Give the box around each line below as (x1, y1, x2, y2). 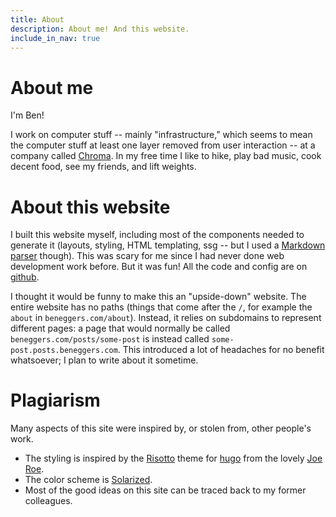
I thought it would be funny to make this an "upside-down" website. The (10, 291, 307, 303)
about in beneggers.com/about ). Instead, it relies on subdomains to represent (10, 312, 322, 324)
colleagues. (24, 495, 73, 507)
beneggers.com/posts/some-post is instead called (10, 333, 210, 345)
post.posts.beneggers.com (10, 346, 118, 356)
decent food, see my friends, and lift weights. (10, 161, 197, 173)
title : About (10, 14, 65, 25)
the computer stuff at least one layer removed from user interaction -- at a (10, 139, 316, 151)
